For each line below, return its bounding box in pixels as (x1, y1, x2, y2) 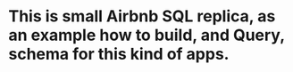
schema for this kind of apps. (8, 44, 230, 64)
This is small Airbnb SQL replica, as (8, 6, 276, 27)
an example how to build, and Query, (8, 25, 285, 45)
